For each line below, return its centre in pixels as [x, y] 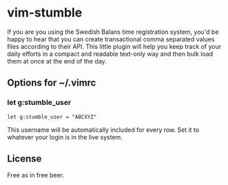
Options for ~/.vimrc [52, 83]
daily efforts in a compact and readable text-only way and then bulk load [110, 54]
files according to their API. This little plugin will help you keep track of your [114, 46]
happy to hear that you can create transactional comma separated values [111, 39]
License [24, 159]
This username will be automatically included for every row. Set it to [103, 130]
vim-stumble [45, 13]
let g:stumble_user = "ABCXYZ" [52, 117]
